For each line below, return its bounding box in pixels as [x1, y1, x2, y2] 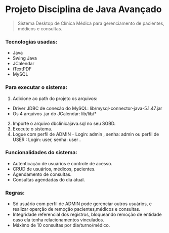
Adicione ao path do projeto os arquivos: [12, 95, 98, 102]
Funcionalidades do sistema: [5, 149, 77, 156]
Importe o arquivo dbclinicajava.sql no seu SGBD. [12, 120, 116, 126]
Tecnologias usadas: [5, 38, 58, 45]
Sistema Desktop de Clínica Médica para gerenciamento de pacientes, [17, 20, 164, 26]
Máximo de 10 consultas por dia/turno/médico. [12, 222, 110, 228]
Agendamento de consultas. [12, 171, 72, 177]
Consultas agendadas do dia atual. [12, 176, 85, 182]
